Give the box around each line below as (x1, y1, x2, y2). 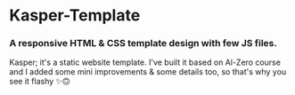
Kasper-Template (9, 5, 141, 26)
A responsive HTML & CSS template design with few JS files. (9, 37, 278, 50)
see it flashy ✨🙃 (9, 76, 71, 87)
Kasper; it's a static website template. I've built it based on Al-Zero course (9, 57, 281, 67)
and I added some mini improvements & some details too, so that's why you (9, 67, 287, 77)
